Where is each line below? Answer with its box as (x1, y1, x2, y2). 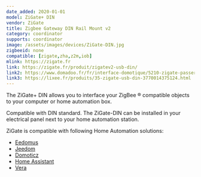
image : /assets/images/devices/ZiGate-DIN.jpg (6, 42, 124, 48)
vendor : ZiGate (6, 20, 44, 26)
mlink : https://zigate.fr (6, 58, 71, 64)
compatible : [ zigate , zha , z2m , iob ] (6, 53, 93, 59)
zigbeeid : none (6, 48, 44, 54)
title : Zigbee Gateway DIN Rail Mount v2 (6, 25, 111, 32)
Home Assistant (14, 158, 54, 165)
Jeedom (14, 145, 36, 153)
